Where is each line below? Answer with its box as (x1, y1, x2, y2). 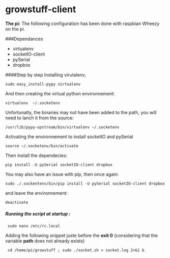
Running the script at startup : (5, 211, 71, 217)
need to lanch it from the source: (5, 115, 74, 121)
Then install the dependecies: (5, 152, 68, 159)
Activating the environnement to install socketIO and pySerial (5, 134, 133, 140)
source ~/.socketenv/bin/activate (5, 143, 79, 148)
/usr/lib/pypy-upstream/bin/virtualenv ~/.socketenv (5, 124, 120, 130)
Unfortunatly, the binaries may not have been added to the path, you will (5, 109, 157, 115)
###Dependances (5, 36, 43, 42)
